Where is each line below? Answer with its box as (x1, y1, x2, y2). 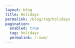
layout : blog (5, 7, 32, 12)
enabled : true (9, 26, 39, 31)
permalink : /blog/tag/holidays (5, 16, 70, 21)
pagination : (5, 21, 30, 26)
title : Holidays (5, 12, 39, 17)
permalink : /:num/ (9, 35, 48, 40)
